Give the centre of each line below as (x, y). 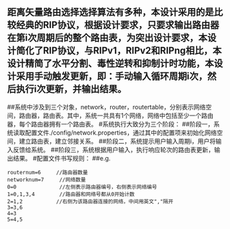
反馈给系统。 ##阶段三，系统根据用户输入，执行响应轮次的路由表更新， (113, 150)
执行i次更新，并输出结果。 (71, 89)
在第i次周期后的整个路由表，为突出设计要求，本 (107, 38)
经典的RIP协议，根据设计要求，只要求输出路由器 (118, 25)
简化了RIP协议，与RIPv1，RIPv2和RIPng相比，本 (119, 51)
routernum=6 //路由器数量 (48, 172)
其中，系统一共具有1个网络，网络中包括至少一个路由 (140, 116)
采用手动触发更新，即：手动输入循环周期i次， (112, 76)
